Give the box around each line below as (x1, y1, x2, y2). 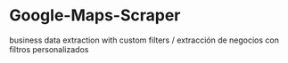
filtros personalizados (9, 43, 89, 54)
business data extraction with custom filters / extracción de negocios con (9, 35, 279, 45)
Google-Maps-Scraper (9, 5, 181, 26)
